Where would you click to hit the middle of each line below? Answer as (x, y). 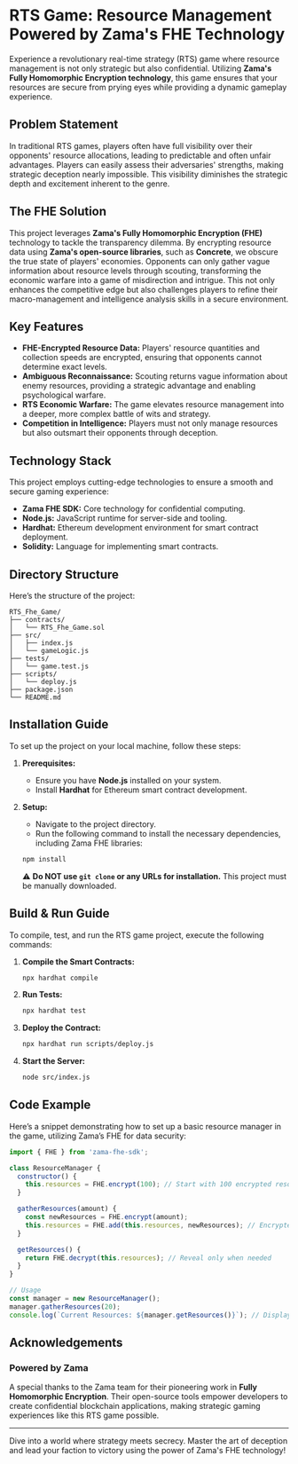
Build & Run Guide (59, 913)
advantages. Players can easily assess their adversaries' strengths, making (146, 164)
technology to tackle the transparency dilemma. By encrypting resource (141, 242)
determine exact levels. (65, 367)
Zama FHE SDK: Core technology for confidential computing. (133, 509)
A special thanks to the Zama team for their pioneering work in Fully (133, 1387)
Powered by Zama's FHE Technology (147, 34)
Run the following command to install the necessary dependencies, (158, 833)
